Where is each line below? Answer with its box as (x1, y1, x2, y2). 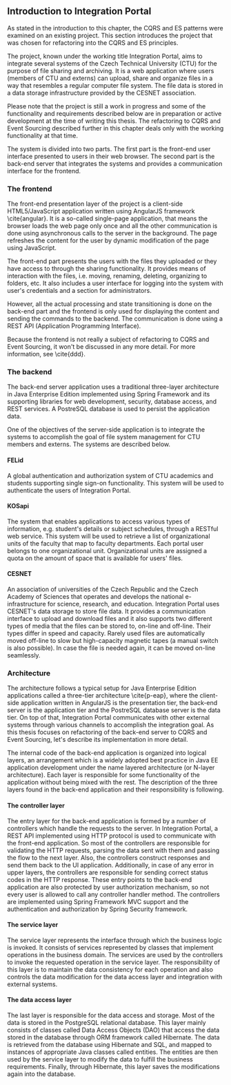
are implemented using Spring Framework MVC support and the (7, 897, 189, 905)
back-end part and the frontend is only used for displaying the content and (7, 307, 219, 316)
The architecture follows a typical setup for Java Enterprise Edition (7, 684, 197, 693)
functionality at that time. (7, 131, 78, 140)
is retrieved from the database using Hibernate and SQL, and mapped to (7, 1040, 212, 1048)
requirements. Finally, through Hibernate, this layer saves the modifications (7, 1062, 220, 1070)
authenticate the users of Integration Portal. (7, 486, 131, 495)
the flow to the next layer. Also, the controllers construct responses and (7, 853, 210, 862)
